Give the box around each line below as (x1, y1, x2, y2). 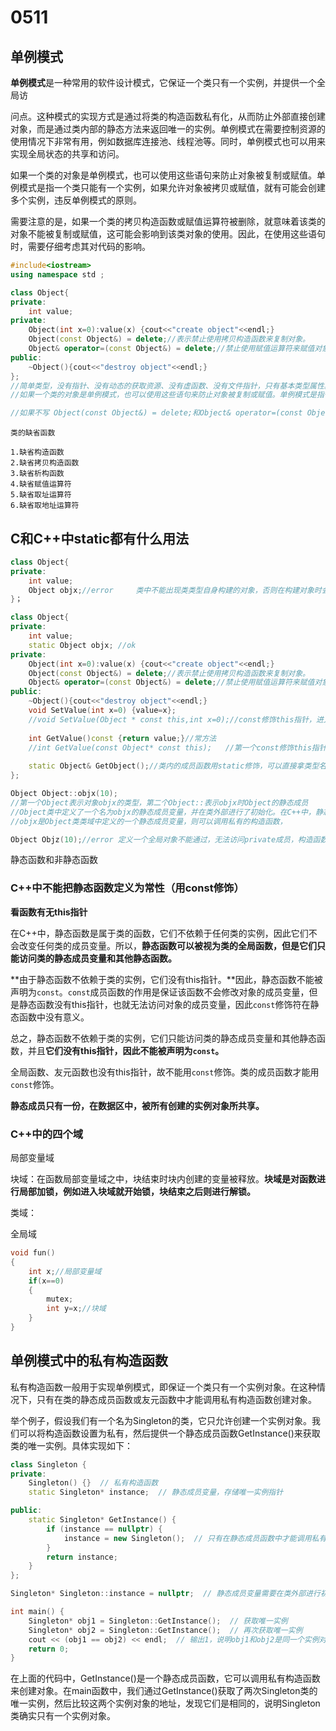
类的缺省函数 (10, 428, 56, 438)
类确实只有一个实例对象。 (10, 1710, 116, 1722)
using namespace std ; (10, 269, 105, 280)
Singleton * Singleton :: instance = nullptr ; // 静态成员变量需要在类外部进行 (10, 1589, 321, 1599)
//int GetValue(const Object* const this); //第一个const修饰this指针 (28, 742, 327, 753)
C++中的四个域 (10, 1127, 84, 1141)
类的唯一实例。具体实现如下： (10, 1439, 133, 1451)
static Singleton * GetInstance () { (28, 1515, 177, 1525)
